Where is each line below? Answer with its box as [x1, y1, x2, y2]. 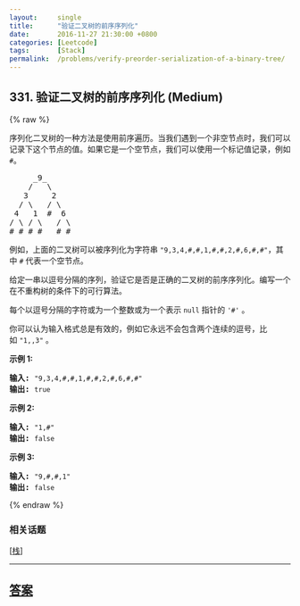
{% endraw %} [9, 499, 64, 510]
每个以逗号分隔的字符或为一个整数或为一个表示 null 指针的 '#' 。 [9, 304, 250, 315]
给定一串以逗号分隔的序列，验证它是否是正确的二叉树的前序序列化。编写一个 [9, 274, 291, 285]
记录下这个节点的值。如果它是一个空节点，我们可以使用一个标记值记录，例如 [9, 144, 291, 154]
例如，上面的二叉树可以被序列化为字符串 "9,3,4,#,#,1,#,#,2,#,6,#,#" [9, 244, 269, 254]
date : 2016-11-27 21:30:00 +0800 [9, 29, 158, 38]
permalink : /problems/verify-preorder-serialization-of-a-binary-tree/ [9, 54, 286, 63]
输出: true [9, 384, 51, 394]
